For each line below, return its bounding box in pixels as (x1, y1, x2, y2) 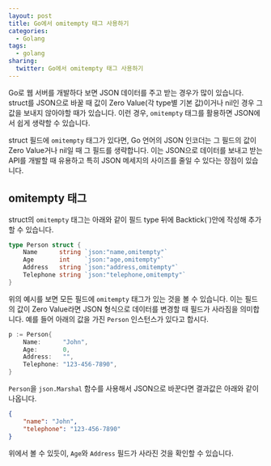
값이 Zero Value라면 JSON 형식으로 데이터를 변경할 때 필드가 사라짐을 (16, 304, 239, 314)
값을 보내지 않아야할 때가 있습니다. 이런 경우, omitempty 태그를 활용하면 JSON (8, 108, 254, 117)
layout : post (8, 11, 53, 20)
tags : (8, 42, 27, 50)
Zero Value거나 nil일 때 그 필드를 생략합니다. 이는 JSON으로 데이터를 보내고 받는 (8, 145, 263, 155)
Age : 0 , (23, 345, 70, 354)
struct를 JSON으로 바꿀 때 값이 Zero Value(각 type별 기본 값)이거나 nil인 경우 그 (8, 98, 263, 108)
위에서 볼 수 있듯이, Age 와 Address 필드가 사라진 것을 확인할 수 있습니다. (8, 448, 235, 458)
